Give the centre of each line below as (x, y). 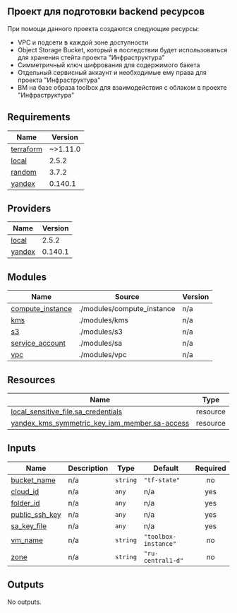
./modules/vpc (103, 355)
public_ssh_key (36, 514)
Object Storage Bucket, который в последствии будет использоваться (122, 49)
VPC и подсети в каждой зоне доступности (83, 42)
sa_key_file (29, 526)
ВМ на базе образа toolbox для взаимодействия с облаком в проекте (122, 87)
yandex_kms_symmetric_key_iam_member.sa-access (100, 424)
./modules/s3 (101, 332)
